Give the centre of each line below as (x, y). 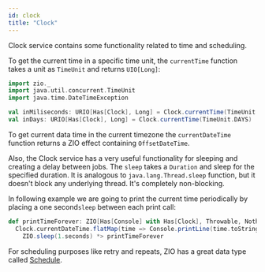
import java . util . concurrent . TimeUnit (72, 91)
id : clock (24, 15)
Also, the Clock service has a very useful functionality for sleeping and (123, 158)
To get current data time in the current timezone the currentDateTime (119, 134)
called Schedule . (35, 259)
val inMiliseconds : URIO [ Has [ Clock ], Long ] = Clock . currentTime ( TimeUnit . (134, 112)
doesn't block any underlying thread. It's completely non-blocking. (116, 183)
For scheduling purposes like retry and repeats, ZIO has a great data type (127, 251)
